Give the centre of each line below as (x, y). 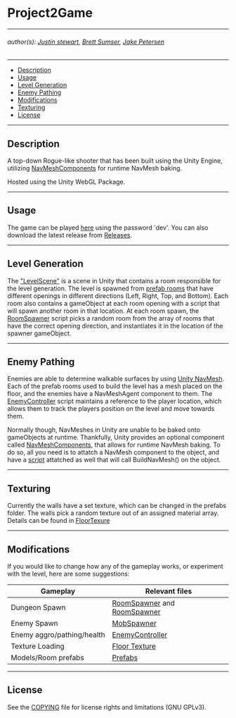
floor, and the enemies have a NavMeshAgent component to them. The (110, 394)
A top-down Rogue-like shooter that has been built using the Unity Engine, (115, 161)
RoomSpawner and (144, 603)
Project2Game (50, 13)
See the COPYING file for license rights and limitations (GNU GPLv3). (107, 707)
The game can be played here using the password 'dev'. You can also (108, 228)
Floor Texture (134, 646)
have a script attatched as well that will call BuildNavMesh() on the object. (114, 460)
